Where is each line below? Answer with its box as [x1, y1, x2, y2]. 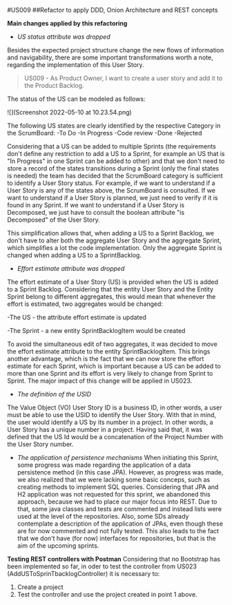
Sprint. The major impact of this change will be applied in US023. [7, 376, 193, 385]
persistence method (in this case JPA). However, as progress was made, [17, 468, 224, 476]
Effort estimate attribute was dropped [17, 265, 125, 272]
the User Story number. [7, 440, 74, 448]
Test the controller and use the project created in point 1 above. [17, 590, 198, 598]
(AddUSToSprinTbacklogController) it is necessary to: [7, 570, 160, 577]
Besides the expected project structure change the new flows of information [7, 46, 224, 54]
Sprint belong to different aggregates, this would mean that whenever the [7, 293, 216, 300]
